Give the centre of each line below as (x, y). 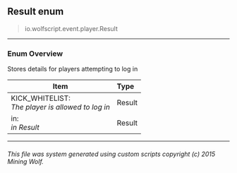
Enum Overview (35, 54)
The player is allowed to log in (61, 107)
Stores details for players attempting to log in (73, 69)
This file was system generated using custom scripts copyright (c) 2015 (111, 154)
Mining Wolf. (25, 161)
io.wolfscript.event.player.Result (71, 28)
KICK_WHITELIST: (41, 98)
